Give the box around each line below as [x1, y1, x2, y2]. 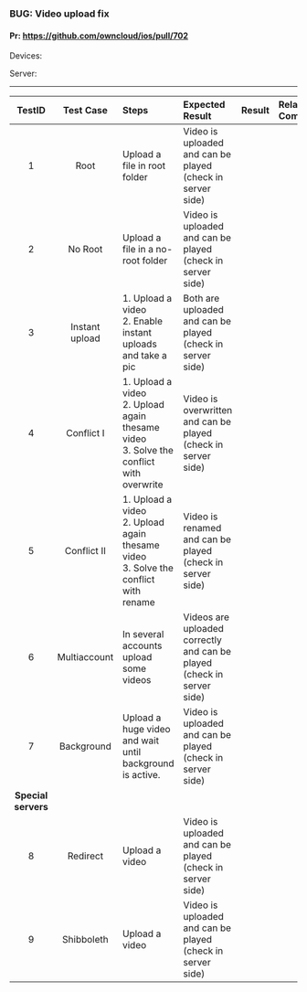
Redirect [67, 849, 103, 862]
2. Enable [122, 315, 163, 327]
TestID [16, 104, 46, 117]
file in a [122, 243, 153, 256]
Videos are [183, 611, 230, 624]
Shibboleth [62, 933, 109, 946]
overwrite [122, 478, 164, 491]
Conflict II [64, 545, 107, 558]
